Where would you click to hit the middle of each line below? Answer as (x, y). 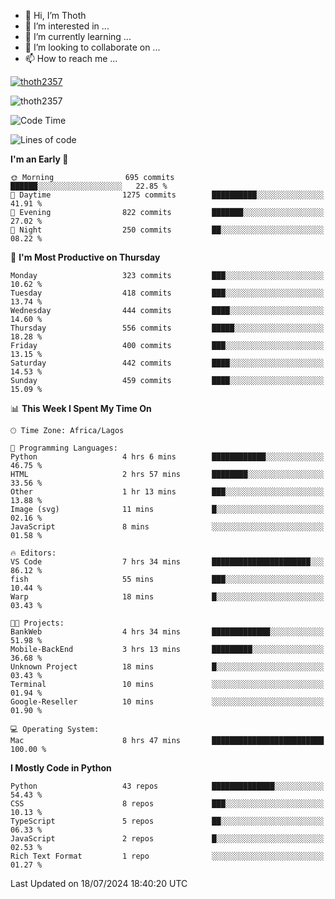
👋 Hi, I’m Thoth (55, 15)
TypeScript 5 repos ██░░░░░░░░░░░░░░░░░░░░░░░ (167, 821)
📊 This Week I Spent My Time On (81, 408)
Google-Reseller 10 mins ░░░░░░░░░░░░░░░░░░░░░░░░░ (167, 702)
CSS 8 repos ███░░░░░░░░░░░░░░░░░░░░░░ (167, 804)
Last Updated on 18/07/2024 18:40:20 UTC (99, 883)
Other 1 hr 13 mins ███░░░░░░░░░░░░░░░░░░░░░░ (167, 492)
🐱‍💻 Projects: (37, 623)
